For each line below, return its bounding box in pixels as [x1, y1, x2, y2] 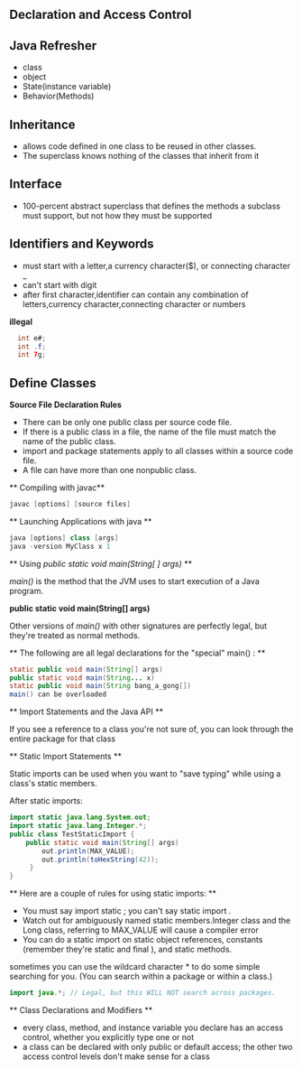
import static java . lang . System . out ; [9, 813, 151, 823]
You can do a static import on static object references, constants [22, 934, 263, 945]
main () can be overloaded [9, 690, 106, 699]
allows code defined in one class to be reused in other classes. [22, 141, 257, 152]
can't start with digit [22, 279, 97, 290]
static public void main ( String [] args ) [9, 665, 164, 674]
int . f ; [17, 342, 47, 351]
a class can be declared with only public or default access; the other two [22, 1042, 293, 1053]
